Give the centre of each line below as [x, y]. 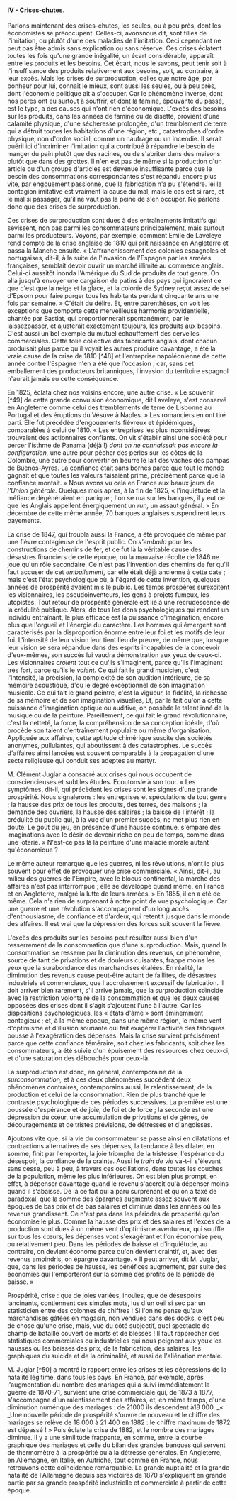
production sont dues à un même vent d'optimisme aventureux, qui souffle [116, 1229]
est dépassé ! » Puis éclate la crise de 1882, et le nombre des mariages [111, 1430]
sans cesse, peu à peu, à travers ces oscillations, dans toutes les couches [115, 1169]
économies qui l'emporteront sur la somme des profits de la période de [111, 1275]
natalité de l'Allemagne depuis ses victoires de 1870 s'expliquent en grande [117, 1475]
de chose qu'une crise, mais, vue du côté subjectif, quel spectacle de [109, 1326]
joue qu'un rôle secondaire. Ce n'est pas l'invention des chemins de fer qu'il [118, 565]
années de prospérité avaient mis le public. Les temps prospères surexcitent [118, 587]
